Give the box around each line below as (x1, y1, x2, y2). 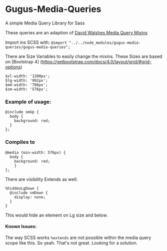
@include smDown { (9, 190, 48, 195)
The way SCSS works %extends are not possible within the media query (5, 235, 151, 241)
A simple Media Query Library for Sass (5, 20, 85, 26)
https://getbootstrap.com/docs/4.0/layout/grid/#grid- (41, 58, 151, 64)
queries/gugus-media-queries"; (5, 44, 70, 49)
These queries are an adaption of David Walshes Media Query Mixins (5, 29, 148, 35)
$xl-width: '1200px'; (5, 73, 50, 78)
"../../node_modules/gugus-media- (69, 40, 141, 45)
